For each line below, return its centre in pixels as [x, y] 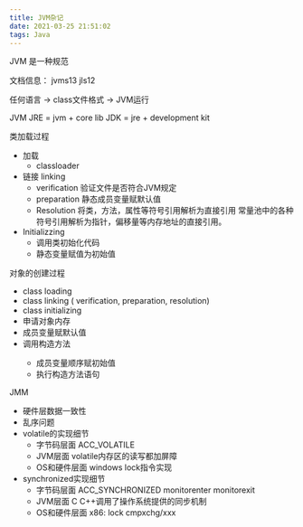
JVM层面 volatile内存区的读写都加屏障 [107, 456]
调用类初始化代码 [68, 243]
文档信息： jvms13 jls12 [52, 80]
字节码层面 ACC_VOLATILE [85, 445]
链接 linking [44, 176]
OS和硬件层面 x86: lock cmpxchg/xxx [106, 513]
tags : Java [30, 34]
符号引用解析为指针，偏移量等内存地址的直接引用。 [131, 221]
